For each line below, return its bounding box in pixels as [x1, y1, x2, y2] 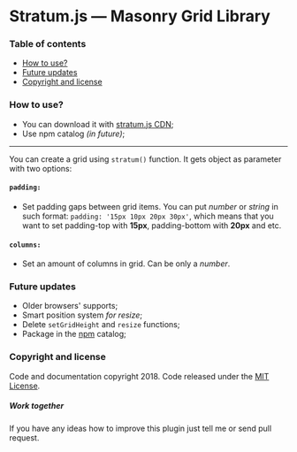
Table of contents [9, 38, 87, 50]
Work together [9, 401, 65, 411]
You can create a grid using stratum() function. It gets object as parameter [9, 153, 282, 165]
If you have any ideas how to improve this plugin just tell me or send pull [9, 423, 272, 433]
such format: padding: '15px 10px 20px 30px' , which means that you [21, 211, 274, 221]
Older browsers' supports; [21, 301, 118, 311]
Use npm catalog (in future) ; [21, 128, 126, 139]
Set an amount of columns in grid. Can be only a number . [21, 258, 231, 269]
